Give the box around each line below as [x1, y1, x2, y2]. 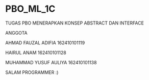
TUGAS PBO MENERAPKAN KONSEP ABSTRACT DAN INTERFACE [5, 20, 144, 26]
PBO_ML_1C [5, 3, 56, 15]
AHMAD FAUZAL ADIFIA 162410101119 [5, 39, 85, 46]
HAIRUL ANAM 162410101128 [5, 49, 66, 56]
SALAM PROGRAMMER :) [5, 69, 59, 75]
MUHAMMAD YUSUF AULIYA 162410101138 [5, 59, 97, 65]
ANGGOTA [5, 30, 28, 36]
